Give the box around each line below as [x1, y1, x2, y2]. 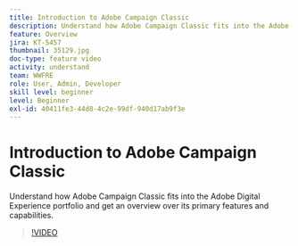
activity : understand [9, 63, 90, 72]
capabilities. [9, 210, 54, 221]
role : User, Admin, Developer [9, 79, 122, 88]
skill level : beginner [9, 87, 94, 96]
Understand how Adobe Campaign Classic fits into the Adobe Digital [9, 191, 261, 201]
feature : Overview [9, 29, 78, 38]
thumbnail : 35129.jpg [9, 46, 90, 55]
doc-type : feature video [9, 54, 102, 63]
